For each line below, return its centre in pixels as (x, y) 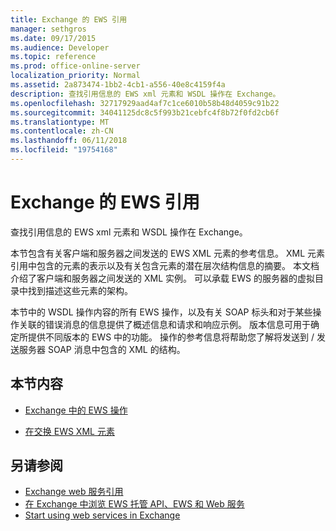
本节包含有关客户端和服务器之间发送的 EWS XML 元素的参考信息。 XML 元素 (168, 253)
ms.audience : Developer (60, 47)
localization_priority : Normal (75, 76)
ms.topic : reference (53, 57)
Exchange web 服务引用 (74, 492)
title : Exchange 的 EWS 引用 (69, 19)
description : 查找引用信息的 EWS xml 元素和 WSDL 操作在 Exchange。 (145, 94)
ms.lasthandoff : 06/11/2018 (69, 141)
